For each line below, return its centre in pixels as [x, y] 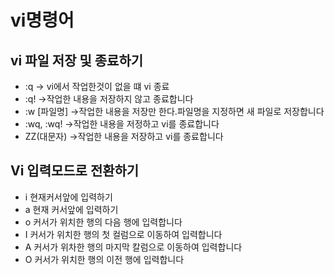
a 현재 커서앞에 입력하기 [71, 209]
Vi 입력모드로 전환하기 [75, 171]
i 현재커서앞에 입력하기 [68, 197]
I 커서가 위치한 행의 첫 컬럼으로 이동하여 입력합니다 [123, 234]
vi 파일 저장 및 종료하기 [77, 60]
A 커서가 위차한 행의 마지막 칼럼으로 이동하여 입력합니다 [133, 247]
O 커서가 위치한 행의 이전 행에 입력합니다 [104, 259]
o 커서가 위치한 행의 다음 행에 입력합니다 [103, 222]
